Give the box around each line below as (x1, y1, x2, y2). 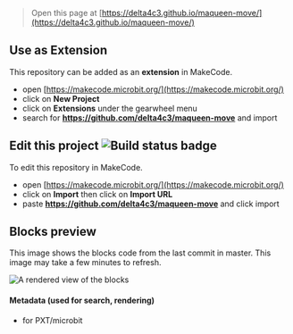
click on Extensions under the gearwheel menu (21, 103, 198, 113)
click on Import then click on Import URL (21, 188, 173, 199)
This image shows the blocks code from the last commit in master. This (9, 247, 272, 258)
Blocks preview (9, 224, 96, 239)
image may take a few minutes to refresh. (9, 257, 162, 268)
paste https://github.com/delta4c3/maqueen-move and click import (21, 198, 280, 209)
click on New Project (21, 93, 100, 104)
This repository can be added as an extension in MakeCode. (9, 66, 233, 77)
